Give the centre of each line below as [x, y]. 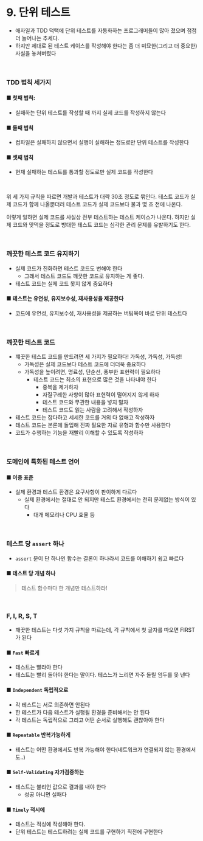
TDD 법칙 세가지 [29, 82]
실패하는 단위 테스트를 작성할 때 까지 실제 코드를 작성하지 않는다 [90, 112]
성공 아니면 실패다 [45, 794]
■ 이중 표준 [20, 477]
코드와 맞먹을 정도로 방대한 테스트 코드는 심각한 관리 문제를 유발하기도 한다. [102, 225]
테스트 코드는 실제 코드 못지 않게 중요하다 [64, 283]
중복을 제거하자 [60, 387]
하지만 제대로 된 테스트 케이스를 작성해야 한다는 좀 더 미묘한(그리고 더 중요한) [106, 46]
